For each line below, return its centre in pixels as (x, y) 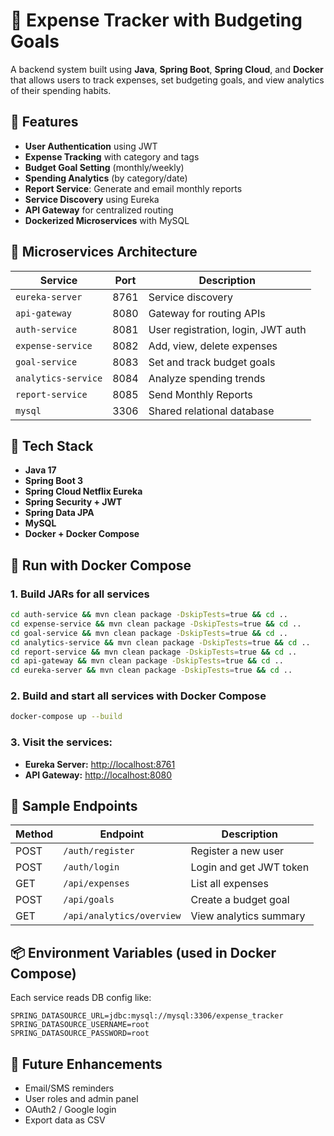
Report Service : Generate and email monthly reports (133, 188)
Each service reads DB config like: (81, 998)
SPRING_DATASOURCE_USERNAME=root (80, 1025)
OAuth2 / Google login (70, 1110)
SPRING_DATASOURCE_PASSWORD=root (80, 1034)
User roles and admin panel (81, 1099)
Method (34, 834)
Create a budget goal (240, 900)
